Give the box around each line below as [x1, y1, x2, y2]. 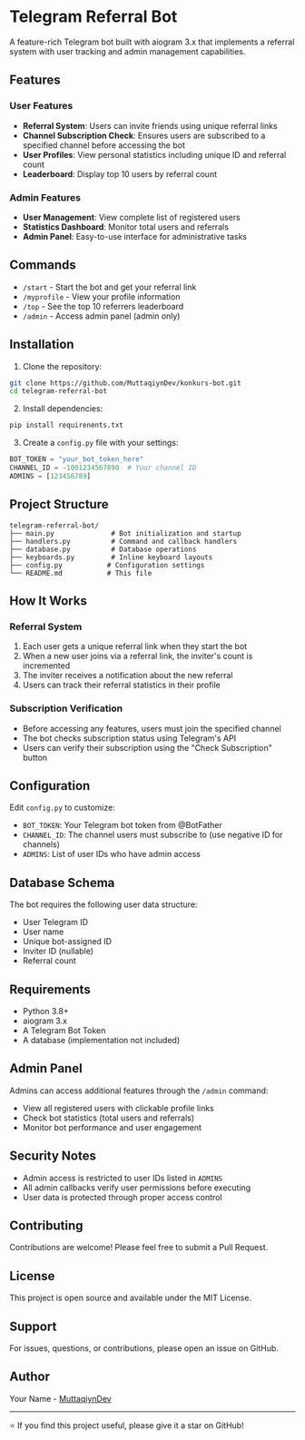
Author [9, 1369, 50, 1385]
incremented [22, 660, 71, 671]
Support [9, 1318, 57, 1334]
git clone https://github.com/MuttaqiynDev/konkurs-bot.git [9, 379, 242, 388]
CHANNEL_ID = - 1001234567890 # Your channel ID [9, 463, 197, 473]
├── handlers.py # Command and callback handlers [9, 537, 238, 546]
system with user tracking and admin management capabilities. [9, 45, 246, 56]
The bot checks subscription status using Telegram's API [22, 733, 237, 744]
